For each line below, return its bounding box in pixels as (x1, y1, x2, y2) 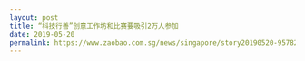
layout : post (9, 13, 59, 22)
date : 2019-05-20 (9, 30, 75, 39)
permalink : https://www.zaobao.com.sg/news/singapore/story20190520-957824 (9, 38, 302, 48)
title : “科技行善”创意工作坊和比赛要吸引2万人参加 (9, 22, 179, 30)
